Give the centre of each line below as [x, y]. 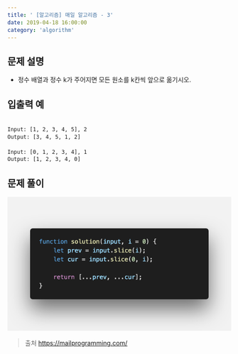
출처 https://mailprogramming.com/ [76, 343]
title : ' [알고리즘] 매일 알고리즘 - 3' [60, 15]
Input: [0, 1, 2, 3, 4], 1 [47, 152]
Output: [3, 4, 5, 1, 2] [44, 137]
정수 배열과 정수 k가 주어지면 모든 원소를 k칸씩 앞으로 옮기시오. [104, 80]
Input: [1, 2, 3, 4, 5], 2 [47, 129]
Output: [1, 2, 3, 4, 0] [44, 160]
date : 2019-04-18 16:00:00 [47, 22]
